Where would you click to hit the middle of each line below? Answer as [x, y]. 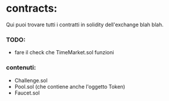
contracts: [32, 8]
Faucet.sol [27, 93]
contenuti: [21, 68]
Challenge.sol [31, 80]
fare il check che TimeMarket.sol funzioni [64, 53]
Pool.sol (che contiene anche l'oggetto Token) [70, 86]
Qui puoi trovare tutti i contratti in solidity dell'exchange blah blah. [85, 25]
